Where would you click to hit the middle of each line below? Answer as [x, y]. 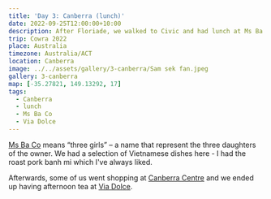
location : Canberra [41, 62]
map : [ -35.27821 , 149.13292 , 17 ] [65, 84]
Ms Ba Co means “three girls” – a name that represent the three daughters [132, 145]
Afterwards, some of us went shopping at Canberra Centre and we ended [131, 177]
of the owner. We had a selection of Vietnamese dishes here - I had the [127, 153]
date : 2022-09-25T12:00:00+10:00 [65, 24]
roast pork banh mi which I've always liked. [80, 162]
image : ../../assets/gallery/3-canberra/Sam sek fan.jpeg [108, 69]
